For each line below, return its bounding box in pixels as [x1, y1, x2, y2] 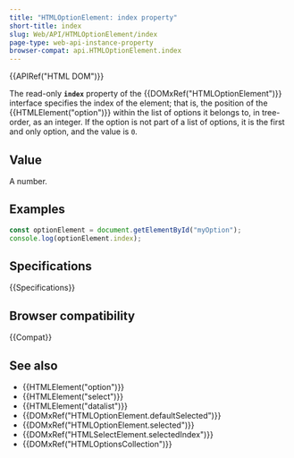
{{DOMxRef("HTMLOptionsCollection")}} [21, 438, 172, 449]
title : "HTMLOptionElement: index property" [9, 13, 178, 22]
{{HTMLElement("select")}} [21, 391, 123, 402]
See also [9, 358, 58, 373]
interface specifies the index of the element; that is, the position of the [9, 98, 268, 108]
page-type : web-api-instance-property [9, 38, 154, 47]
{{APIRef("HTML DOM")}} [9, 71, 105, 81]
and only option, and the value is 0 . [9, 126, 139, 137]
